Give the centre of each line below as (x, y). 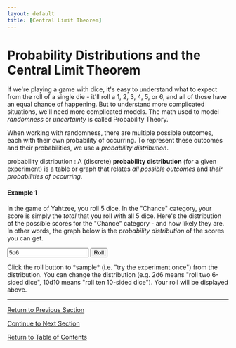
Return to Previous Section (46, 309)
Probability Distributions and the (104, 55)
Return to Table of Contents (47, 337)
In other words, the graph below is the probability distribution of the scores (116, 231)
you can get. (25, 238)
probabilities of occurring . (45, 176)
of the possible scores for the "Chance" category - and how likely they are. (116, 223)
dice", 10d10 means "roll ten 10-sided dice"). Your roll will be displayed (126, 282)
